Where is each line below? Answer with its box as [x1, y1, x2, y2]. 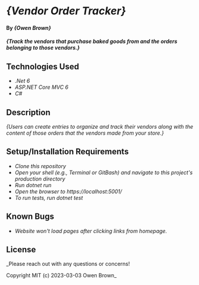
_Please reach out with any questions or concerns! [6, 261, 130, 268]
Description [6, 107, 50, 117]
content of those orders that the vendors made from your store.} [6, 129, 165, 137]
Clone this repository [14, 162, 67, 169]
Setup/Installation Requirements [6, 147, 129, 157]
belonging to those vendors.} [6, 44, 80, 51]
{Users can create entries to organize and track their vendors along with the [6, 123, 194, 130]
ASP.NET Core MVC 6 [14, 83, 69, 91]
